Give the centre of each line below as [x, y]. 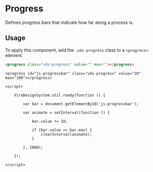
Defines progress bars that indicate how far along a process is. [70, 22]
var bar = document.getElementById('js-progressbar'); [81, 104]
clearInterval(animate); [66, 134]
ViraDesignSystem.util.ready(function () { [60, 95]
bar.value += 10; [50, 121]
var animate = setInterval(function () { [67, 112]
